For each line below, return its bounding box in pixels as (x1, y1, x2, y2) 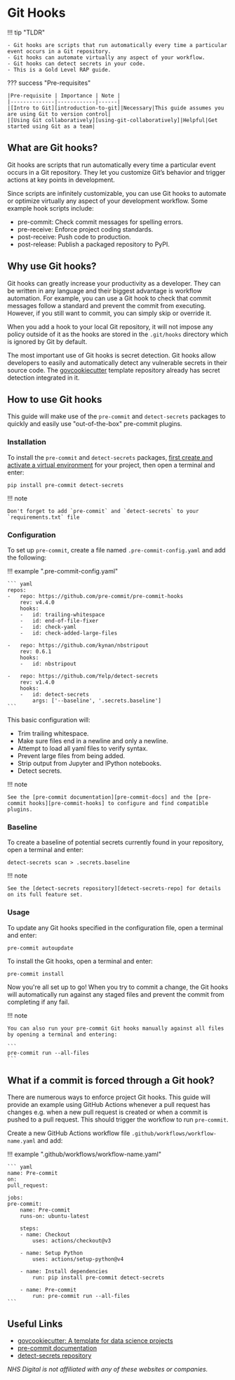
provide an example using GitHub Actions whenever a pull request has (7, 1101, 210, 1109)
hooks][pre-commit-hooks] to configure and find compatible (29, 800, 209, 807)
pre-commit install (7, 970, 65, 977)
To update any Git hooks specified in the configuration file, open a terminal (7, 923, 223, 931)
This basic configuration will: (7, 715, 90, 724)
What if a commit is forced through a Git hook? (7, 1074, 215, 1086)
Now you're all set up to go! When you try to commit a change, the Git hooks (7, 983, 229, 991)
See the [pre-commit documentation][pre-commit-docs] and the (7, 793, 193, 801)
